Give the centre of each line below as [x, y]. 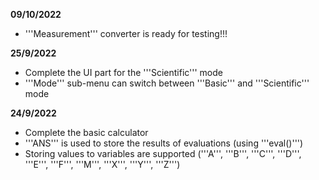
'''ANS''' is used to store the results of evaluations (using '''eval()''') [164, 143]
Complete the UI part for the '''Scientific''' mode [123, 72]
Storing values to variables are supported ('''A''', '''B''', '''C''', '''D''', [163, 153]
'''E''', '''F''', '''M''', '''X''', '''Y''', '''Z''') [102, 164]
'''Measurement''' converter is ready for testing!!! [126, 33]
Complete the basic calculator [86, 132]
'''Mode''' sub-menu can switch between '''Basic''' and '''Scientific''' [167, 83]
